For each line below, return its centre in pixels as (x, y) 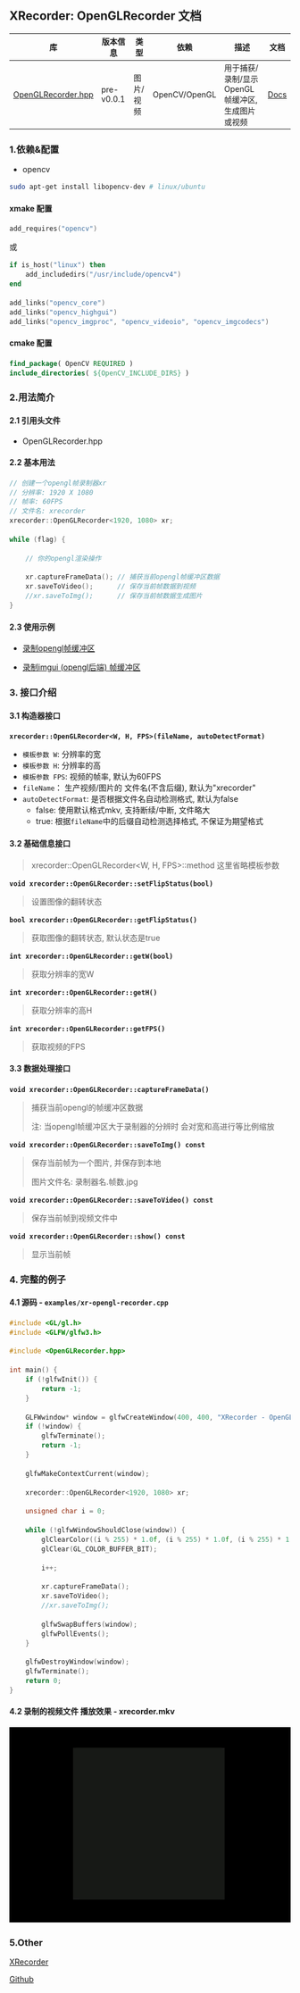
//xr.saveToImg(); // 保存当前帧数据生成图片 (114, 596)
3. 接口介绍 (33, 693)
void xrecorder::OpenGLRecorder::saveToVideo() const (112, 1200)
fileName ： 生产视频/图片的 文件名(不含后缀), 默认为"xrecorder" (139, 788)
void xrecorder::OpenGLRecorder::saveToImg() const (107, 1145)
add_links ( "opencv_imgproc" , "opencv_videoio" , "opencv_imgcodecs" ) (139, 321)
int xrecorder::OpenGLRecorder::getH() (83, 992)
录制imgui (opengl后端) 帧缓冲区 (81, 667)
